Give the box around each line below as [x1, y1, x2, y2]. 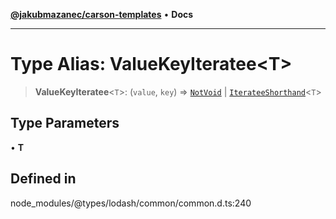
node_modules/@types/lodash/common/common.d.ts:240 [10, 197, 252, 209]
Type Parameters [10, 115, 120, 132]
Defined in [10, 170, 77, 188]
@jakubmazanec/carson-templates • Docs [10, 9, 194, 20]
